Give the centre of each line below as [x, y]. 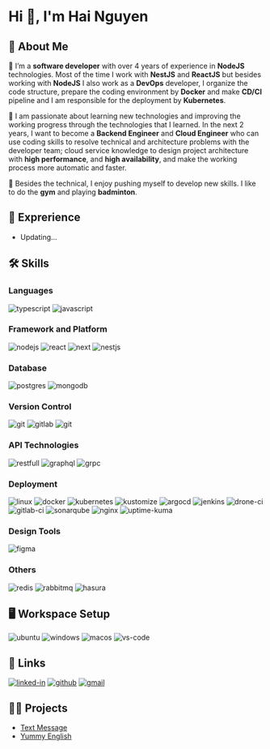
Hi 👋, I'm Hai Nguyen [78, 17]
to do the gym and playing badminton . [73, 192]
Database [27, 368]
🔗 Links [27, 663]
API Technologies [44, 445]
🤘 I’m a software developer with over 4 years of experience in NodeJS [127, 66]
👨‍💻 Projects [38, 708]
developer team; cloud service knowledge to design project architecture [129, 150]
